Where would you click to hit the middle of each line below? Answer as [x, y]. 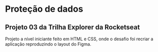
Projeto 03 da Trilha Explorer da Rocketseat [73, 27]
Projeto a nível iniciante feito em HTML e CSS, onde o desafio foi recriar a [79, 39]
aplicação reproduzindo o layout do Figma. [48, 44]
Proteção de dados [44, 9]
